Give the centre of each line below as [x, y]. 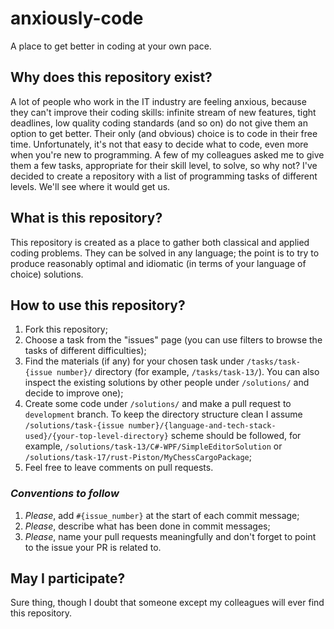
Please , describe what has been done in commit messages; [147, 526]
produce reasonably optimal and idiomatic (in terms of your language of [158, 263]
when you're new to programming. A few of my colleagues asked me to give [167, 154]
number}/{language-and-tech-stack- [202, 426]
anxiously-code [77, 18]
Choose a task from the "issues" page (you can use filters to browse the [173, 340]
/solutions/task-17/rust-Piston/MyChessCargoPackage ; [138, 457]
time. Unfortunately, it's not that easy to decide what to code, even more [159, 144]
